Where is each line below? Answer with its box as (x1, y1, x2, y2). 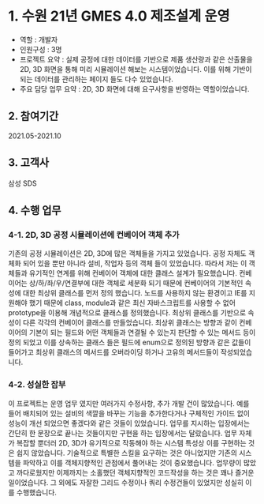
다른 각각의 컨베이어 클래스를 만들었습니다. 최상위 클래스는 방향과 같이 (22, 318, 238, 328)
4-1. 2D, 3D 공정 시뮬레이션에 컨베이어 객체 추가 (8, 229, 180, 240)
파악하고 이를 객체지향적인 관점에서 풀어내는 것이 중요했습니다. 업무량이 (22, 457, 242, 467)
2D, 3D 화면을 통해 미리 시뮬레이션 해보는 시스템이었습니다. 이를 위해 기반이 (19, 64, 252, 73)
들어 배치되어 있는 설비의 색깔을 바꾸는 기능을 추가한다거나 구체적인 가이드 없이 (8, 408, 251, 418)
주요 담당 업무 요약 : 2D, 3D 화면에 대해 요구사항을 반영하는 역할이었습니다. (19, 84, 250, 93)
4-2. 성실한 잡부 (8, 379, 66, 390)
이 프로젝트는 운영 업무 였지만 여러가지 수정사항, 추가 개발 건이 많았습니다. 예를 (8, 398, 250, 408)
